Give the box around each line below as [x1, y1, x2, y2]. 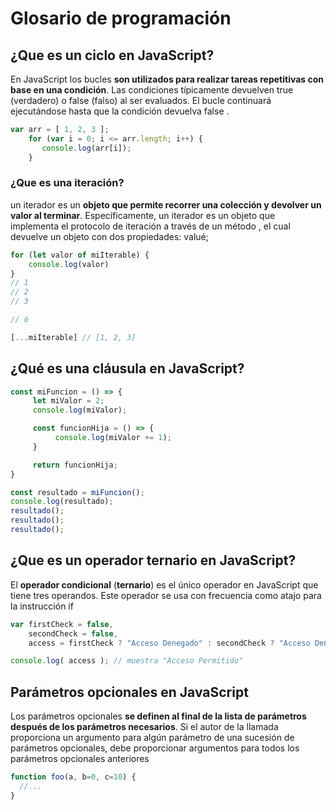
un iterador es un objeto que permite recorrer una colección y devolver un [10, 198, 322, 211]
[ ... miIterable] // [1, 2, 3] [10, 332, 137, 342]
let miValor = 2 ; [32, 396, 105, 406]
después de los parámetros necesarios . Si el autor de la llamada [10, 721, 279, 733]
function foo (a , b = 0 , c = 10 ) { [10, 772, 137, 782]
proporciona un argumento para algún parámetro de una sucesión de [10, 732, 295, 744]
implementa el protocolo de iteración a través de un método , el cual [10, 220, 291, 232]
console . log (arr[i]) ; [41, 143, 132, 153]
